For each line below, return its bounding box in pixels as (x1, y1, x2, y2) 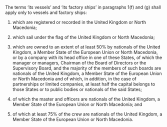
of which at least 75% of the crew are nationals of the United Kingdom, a (12, 111, 162, 117)
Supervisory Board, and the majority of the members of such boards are (12, 65, 161, 71)
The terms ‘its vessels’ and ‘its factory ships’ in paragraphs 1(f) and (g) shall (5, 4, 161, 10)
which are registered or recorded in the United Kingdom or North (12, 19, 146, 25)
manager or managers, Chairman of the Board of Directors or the (12, 60, 146, 65)
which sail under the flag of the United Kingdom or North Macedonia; (12, 34, 155, 40)
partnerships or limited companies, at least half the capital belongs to (12, 81, 155, 87)
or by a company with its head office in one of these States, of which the (12, 54, 162, 60)
